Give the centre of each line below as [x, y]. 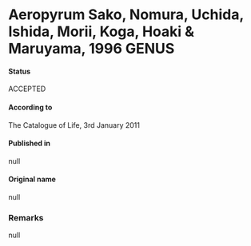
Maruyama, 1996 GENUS [92, 49]
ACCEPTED [27, 89]
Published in [29, 143]
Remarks [26, 217]
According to [30, 107]
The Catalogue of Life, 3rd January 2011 [74, 125]
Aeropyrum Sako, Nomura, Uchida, [126, 15]
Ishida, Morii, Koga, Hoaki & [101, 32]
